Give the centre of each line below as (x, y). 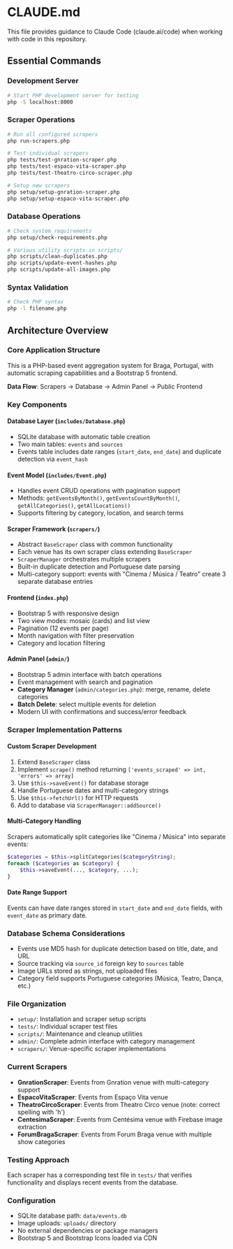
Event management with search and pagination (85, 682)
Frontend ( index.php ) (38, 597)
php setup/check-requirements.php (58, 237)
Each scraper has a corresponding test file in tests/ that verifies (100, 1175)
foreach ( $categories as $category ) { (63, 863)
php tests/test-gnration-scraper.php (62, 160)
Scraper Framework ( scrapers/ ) (54, 529)
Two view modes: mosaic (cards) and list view (83, 620)
